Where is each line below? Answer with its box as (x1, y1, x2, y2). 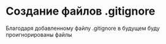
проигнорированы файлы (6, 31, 72, 38)
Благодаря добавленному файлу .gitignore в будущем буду (6, 24, 160, 32)
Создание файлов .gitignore (6, 4, 156, 18)
